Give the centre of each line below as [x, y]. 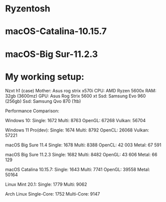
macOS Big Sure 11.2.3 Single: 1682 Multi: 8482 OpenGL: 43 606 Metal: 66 [81, 154]
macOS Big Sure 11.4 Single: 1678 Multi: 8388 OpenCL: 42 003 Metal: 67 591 [83, 145]
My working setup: [45, 77]
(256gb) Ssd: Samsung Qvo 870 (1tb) [43, 101]
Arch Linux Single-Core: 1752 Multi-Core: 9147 [53, 194]
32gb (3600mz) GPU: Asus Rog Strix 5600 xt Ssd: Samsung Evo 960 [76, 96]
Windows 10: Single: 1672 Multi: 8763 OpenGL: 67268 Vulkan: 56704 [76, 120]
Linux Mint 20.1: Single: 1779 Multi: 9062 [46, 184]
